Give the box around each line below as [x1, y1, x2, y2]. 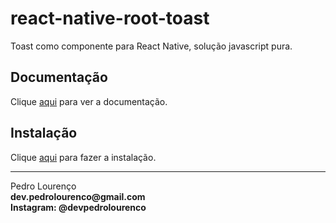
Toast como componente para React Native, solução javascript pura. [10, 40, 293, 52]
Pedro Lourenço [10, 180, 77, 192]
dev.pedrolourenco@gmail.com [10, 190, 146, 202]
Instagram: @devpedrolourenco [10, 201, 147, 213]
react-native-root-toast [10, 7, 210, 30]
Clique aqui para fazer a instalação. [10, 151, 157, 163]
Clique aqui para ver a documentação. [10, 95, 168, 107]
